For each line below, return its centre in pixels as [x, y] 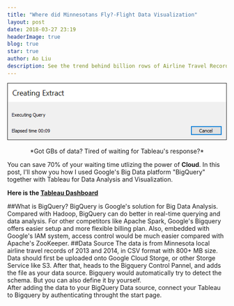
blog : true [23, 44]
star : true [23, 51]
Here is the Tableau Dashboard [53, 193]
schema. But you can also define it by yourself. [74, 280]
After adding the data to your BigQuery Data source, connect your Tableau [114, 288]
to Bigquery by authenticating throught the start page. [85, 295]
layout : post [26, 22]
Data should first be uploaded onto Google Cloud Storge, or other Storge [111, 258]
